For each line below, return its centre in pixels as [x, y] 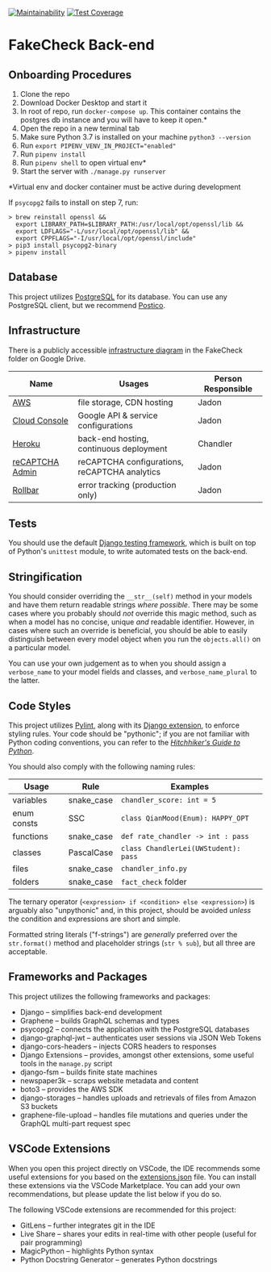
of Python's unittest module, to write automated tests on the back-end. [128, 552]
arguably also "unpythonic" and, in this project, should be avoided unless [130, 911]
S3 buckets [39, 1106]
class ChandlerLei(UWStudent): [181, 849]
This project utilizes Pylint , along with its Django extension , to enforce [124, 725]
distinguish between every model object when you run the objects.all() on [135, 639]
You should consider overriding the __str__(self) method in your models [130, 596]
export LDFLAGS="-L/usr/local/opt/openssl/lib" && [102, 231]
